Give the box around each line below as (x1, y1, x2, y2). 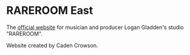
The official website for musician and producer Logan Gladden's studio (6, 24, 184, 31)
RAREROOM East (6, 4, 93, 18)
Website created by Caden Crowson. (6, 42, 98, 49)
